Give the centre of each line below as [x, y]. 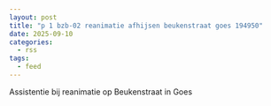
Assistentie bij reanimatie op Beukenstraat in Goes [101, 91]
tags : [19, 58]
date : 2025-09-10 [41, 34]
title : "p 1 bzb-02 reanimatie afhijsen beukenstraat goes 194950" [136, 26]
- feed [29, 67]
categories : [31, 42]
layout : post [33, 17]
